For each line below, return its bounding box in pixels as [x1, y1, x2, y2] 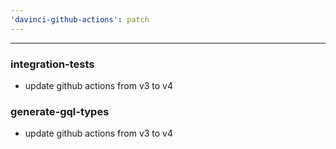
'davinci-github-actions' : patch [10, 14, 150, 25]
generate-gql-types [10, 104, 110, 118]
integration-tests [10, 57, 95, 71]
